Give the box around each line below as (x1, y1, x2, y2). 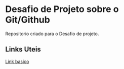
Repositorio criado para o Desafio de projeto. (5, 30, 99, 36)
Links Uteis (5, 45, 42, 53)
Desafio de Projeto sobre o (5, 3, 119, 15)
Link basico (5, 58, 29, 64)
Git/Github (5, 14, 51, 25)
